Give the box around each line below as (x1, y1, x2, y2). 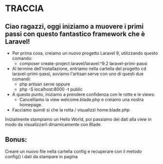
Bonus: (5, 135, 27, 144)
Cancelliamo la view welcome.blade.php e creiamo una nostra (19, 97, 144, 102)
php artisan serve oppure (19, 81, 71, 87)
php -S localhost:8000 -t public (19, 86, 83, 92)
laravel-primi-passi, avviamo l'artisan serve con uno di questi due (12, 71, 144, 77)
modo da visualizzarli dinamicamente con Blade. (5, 122, 102, 127)
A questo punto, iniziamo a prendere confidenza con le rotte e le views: (12, 92, 155, 97)
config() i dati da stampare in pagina (5, 153, 78, 159)
